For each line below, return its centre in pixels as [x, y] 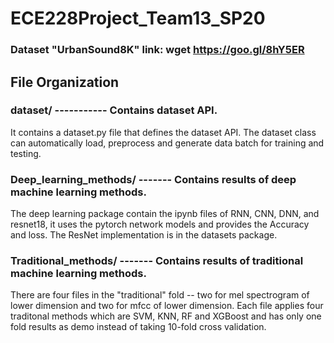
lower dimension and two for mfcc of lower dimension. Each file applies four [167, 306]
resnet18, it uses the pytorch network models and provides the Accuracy [160, 224]
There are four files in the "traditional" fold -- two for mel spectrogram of [160, 295]
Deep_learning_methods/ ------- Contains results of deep [153, 179]
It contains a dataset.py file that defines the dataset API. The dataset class [163, 132]
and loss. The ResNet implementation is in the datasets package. [144, 235]
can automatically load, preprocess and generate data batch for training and [167, 143]
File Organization [65, 82]
